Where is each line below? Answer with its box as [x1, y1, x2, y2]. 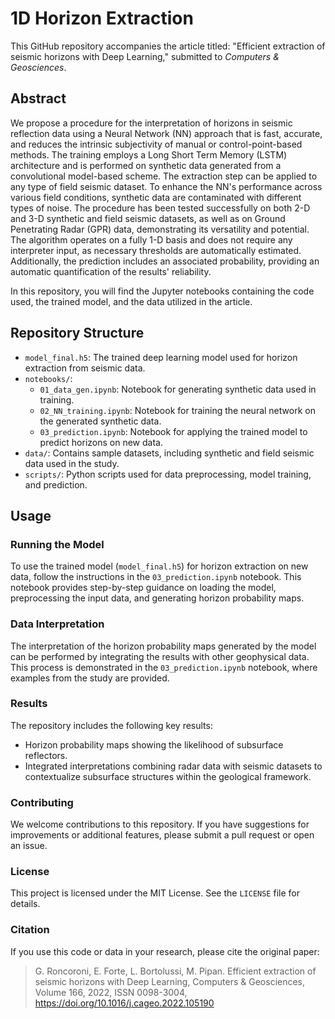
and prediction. [24, 478, 88, 491]
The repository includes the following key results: [10, 719, 213, 731]
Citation [10, 923, 50, 937]
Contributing [10, 795, 74, 809]
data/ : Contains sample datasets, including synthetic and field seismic [24, 447, 315, 459]
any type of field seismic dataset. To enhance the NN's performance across [10, 180, 323, 192]
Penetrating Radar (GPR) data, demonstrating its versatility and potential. [10, 223, 310, 235]
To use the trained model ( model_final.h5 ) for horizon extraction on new [10, 560, 309, 572]
